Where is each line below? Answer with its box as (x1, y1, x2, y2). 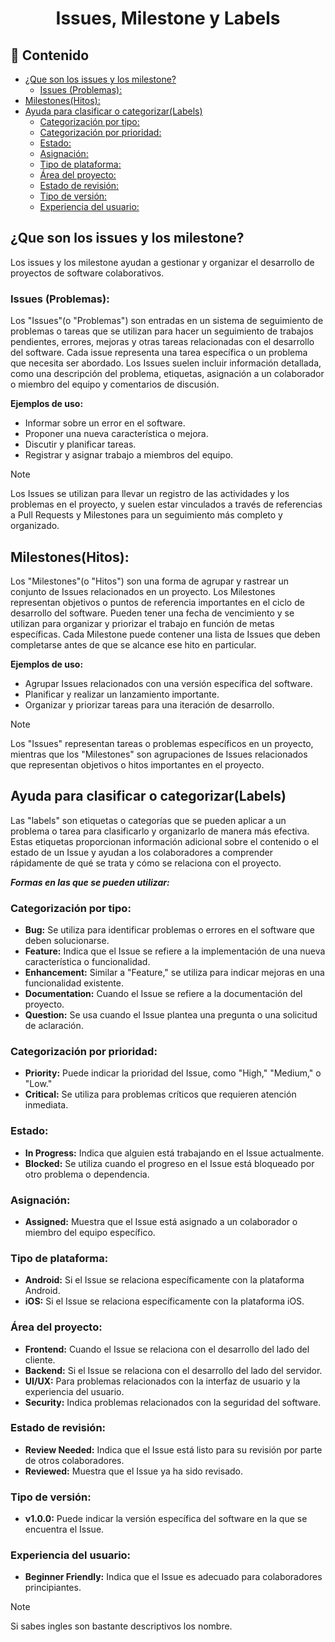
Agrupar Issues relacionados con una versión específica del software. (24, 677, 313, 689)
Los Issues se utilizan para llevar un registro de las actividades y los (10, 488, 290, 500)
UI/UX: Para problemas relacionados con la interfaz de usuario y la (24, 1375, 301, 1387)
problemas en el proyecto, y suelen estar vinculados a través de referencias (10, 498, 323, 511)
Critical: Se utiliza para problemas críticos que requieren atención (24, 1088, 297, 1101)
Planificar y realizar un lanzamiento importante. (24, 688, 220, 700)
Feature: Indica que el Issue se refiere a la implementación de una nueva (24, 945, 326, 957)
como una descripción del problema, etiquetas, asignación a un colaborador (10, 368, 325, 380)
